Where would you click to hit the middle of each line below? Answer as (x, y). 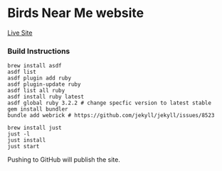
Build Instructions (39, 51)
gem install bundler (38, 109)
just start (23, 147)
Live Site (20, 33)
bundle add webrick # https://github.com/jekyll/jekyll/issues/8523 (111, 116)
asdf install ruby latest (46, 97)
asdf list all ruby (36, 91)
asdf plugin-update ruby (44, 84)
